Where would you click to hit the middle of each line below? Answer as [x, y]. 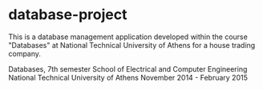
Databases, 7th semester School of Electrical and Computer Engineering [128, 68]
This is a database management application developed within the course [128, 37]
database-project [68, 15]
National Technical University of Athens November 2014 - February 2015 [128, 77]
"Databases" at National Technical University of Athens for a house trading [132, 45]
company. [25, 53]
